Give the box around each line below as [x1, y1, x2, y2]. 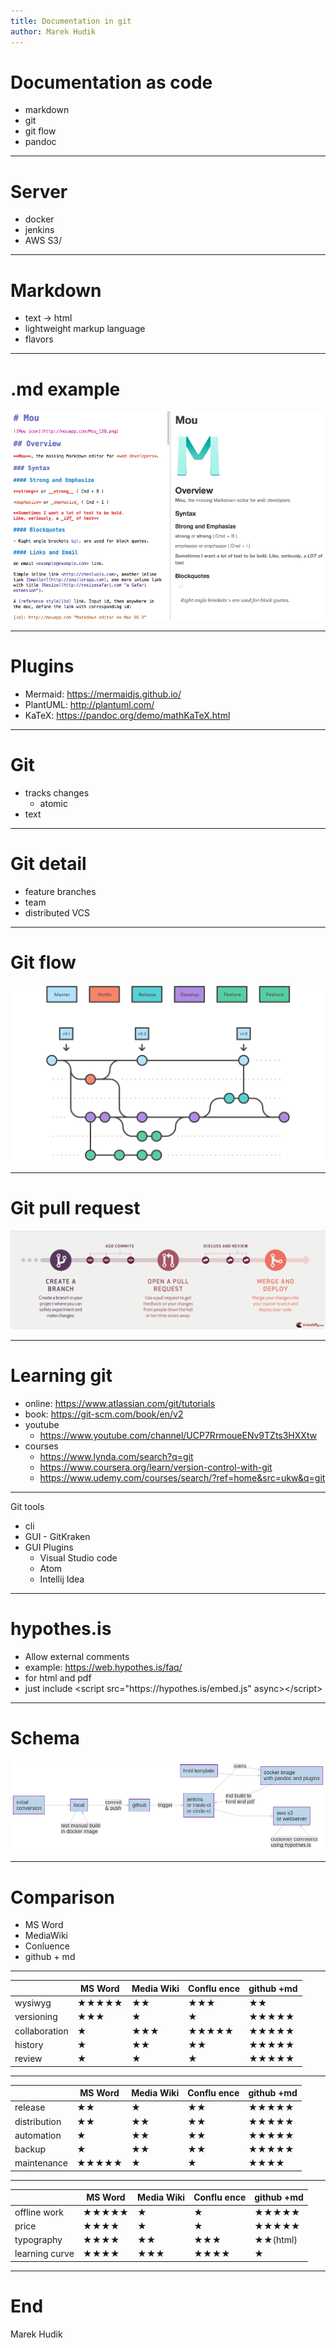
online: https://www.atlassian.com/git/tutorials [24, 1397, 216, 1409]
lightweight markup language [24, 323, 146, 335]
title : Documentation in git [10, 16, 132, 26]
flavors [24, 333, 54, 345]
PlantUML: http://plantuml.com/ [24, 698, 155, 710]
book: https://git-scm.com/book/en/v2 [24, 1408, 184, 1420]
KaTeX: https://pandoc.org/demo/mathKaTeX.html [24, 709, 231, 721]
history [14, 2038, 44, 2050]
